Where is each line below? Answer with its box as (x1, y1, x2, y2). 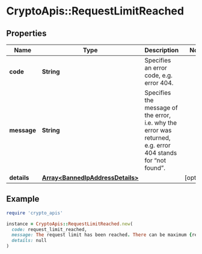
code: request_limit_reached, (11, 226, 87, 232)
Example (6, 194, 40, 204)
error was (144, 126, 172, 134)
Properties (6, 28, 47, 39)
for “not (144, 156, 167, 164)
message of (144, 104, 179, 112)
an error (144, 64, 167, 72)
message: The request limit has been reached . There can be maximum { (11, 232, 192, 238)
